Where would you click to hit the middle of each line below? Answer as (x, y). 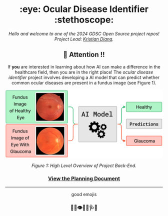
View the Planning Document (84, 178)
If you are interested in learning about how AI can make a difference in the (84, 66)
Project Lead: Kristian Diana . (84, 39)
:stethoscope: (84, 20)
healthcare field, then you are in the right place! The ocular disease (84, 72)
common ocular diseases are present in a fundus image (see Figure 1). (84, 82)
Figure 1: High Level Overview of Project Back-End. (84, 165)
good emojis (84, 194)
